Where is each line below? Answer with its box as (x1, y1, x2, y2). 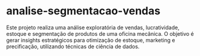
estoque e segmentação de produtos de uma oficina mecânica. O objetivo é (6, 30, 194, 37)
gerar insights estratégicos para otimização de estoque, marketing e (6, 36, 175, 43)
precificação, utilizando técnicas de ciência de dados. (6, 43, 140, 50)
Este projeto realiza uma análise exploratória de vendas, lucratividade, (6, 24, 180, 31)
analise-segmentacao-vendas (6, 4, 161, 18)
